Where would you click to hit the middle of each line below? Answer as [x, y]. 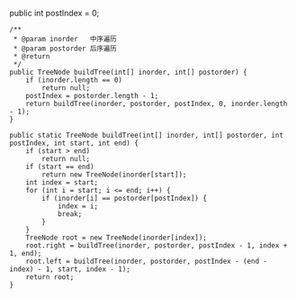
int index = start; [62, 183]
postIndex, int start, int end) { [74, 143]
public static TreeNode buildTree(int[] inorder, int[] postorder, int [146, 135]
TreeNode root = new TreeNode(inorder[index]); [116, 238]
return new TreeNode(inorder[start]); [114, 175]
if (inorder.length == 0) [74, 80]
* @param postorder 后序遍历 [65, 49]
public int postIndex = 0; [54, 13]
